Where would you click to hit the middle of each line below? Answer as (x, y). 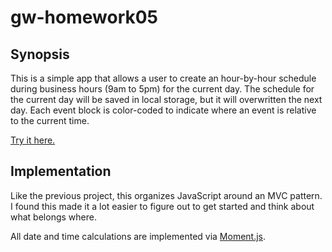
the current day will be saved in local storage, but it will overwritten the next (166, 99)
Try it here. (33, 140)
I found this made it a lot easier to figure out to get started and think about (162, 206)
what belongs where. (53, 217)
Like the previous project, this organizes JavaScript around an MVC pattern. (166, 195)
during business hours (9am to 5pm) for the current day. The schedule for (162, 89)
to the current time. (50, 120)
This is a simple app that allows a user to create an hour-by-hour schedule (163, 78)
